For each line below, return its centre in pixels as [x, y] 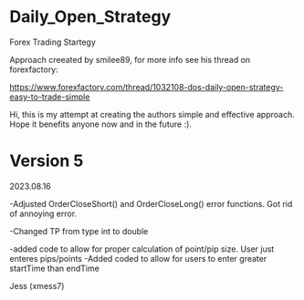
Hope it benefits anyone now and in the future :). [100, 124]
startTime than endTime [55, 268]
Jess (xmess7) [37, 285]
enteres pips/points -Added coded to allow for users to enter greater [138, 258]
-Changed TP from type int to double [79, 231]
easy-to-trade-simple [50, 97]
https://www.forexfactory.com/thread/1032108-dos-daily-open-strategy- [147, 87]
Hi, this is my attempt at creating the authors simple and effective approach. [152, 114]
